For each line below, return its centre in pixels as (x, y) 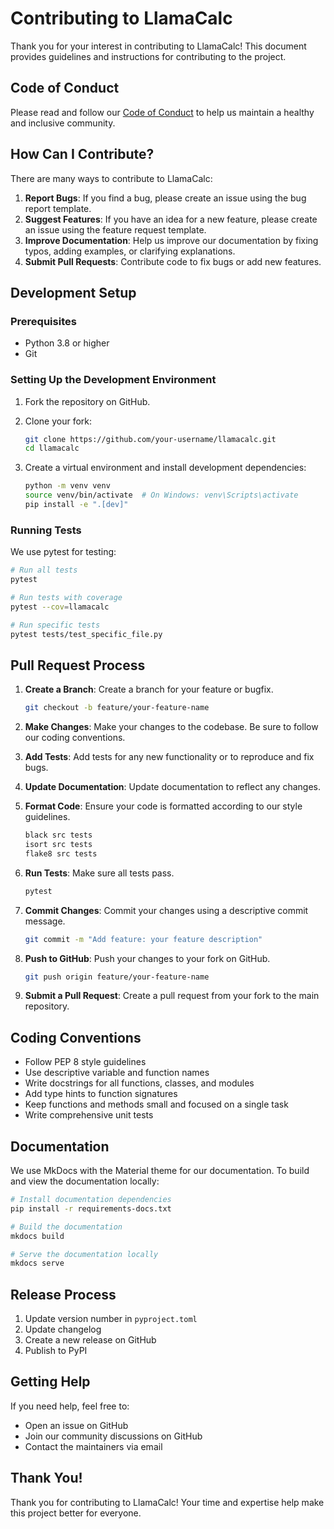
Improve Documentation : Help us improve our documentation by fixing (171, 240)
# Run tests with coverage (66, 597)
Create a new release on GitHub (90, 1340)
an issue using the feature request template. (115, 229)
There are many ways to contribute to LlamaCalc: (111, 178)
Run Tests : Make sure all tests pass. (99, 873)
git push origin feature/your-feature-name (117, 977)
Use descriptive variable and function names (117, 1073)
